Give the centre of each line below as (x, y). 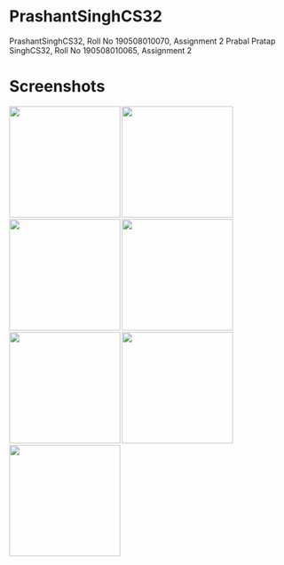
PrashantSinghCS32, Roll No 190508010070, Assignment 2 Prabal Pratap (142, 41)
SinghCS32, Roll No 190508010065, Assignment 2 (101, 50)
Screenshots (57, 87)
